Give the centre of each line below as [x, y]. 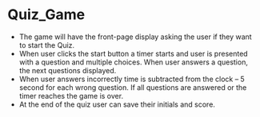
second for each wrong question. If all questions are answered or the [133, 87]
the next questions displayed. [68, 70]
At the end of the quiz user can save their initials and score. [117, 104]
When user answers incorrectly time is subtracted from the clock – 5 [132, 79]
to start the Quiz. [47, 45]
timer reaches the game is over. [71, 96]
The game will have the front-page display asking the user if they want [136, 37]
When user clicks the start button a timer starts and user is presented [134, 53]
